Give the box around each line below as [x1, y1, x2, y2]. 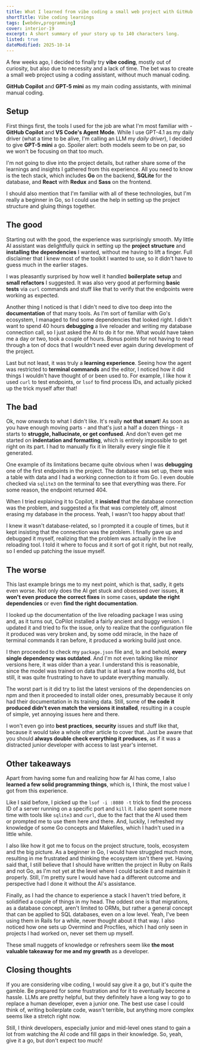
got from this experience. [6, 787, 68, 794]
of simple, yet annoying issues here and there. [6, 711, 120, 718]
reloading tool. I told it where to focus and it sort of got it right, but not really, [6, 541, 193, 548]
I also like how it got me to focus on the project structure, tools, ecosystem [6, 842, 189, 849]
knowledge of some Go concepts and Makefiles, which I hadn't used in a [6, 824, 185, 831]
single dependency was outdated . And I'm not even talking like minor [6, 655, 179, 662]
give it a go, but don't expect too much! [6, 1037, 103, 1044]
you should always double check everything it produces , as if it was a [6, 735, 180, 742]
